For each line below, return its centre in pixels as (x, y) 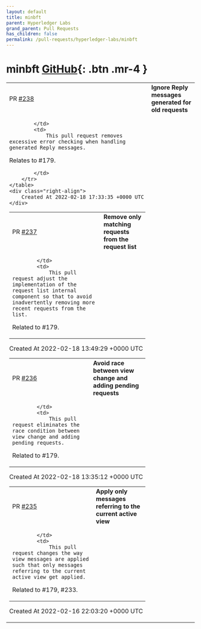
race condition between (46, 431)
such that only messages (48, 565)
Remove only (123, 217)
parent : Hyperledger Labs (38, 23)
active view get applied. (49, 577)
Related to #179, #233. (45, 590)
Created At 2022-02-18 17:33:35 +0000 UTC (83, 197)
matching (118, 224)
